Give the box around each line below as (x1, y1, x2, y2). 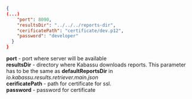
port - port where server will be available (6, 55, 107, 62)
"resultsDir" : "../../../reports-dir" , (17, 22, 116, 28)
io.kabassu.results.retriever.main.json (6, 74, 98, 81)
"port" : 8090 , (17, 17, 52, 23)
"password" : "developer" (17, 33, 79, 39)
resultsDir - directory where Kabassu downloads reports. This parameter (6, 61, 186, 68)
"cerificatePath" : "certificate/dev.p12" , (17, 27, 124, 34)
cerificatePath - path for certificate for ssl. (6, 80, 112, 87)
